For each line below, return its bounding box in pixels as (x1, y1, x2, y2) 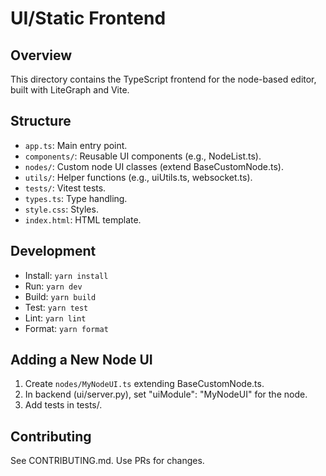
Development (10, 243, 97, 260)
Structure (10, 113, 72, 130)
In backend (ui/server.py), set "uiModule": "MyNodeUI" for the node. (24, 388, 308, 401)
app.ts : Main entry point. (24, 139, 128, 151)
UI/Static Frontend (10, 7, 167, 30)
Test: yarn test (24, 301, 89, 313)
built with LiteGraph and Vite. (10, 84, 130, 96)
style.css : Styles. (24, 203, 99, 215)
